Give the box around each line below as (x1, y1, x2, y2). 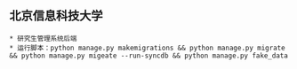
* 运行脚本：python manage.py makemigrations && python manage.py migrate (9, 43, 286, 52)
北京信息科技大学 (9, 8, 103, 24)
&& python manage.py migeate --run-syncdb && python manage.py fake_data (9, 51, 289, 60)
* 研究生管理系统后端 (9, 34, 77, 42)
